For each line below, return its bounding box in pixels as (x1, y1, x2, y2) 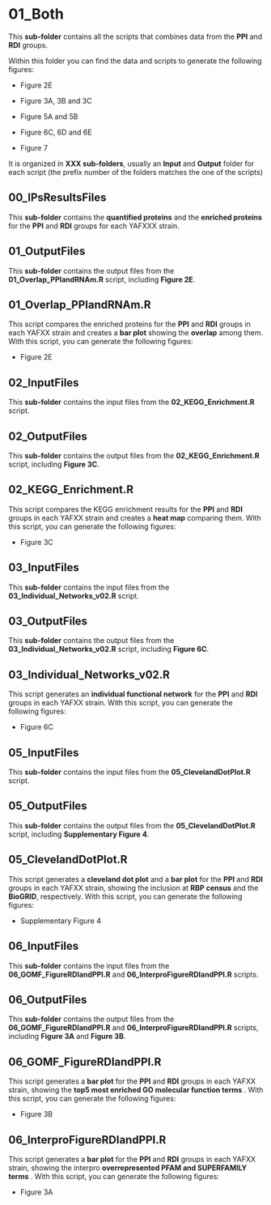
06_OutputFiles (8, 993, 87, 1007)
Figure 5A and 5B (19, 111, 78, 121)
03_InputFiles (8, 560, 79, 575)
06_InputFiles (8, 939, 79, 953)
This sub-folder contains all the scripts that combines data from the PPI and (8, 32, 263, 41)
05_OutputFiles (8, 799, 87, 813)
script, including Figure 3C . (8, 459, 100, 469)
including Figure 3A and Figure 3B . (8, 1032, 126, 1041)
